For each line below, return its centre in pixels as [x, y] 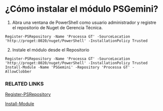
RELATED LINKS [24, 84]
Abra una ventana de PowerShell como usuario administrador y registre [84, 22]
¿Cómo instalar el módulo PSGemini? [82, 9]
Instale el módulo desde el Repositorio [51, 50]
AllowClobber [18, 72]
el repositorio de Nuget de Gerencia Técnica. [57, 27]
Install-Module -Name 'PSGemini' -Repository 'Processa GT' [68, 67]
